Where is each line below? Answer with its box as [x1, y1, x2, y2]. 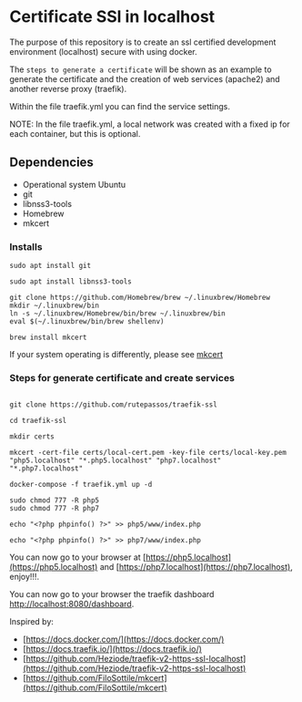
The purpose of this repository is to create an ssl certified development [9, 36, 277, 47]
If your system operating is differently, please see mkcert [9, 349, 223, 360]
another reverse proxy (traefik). [9, 83, 127, 94]
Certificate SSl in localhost [9, 6, 216, 27]
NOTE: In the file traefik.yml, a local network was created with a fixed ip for [9, 119, 291, 129]
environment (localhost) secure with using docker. [9, 46, 197, 57]
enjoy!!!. [9, 572, 39, 583]
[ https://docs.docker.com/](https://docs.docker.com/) [22, 634, 225, 645]
